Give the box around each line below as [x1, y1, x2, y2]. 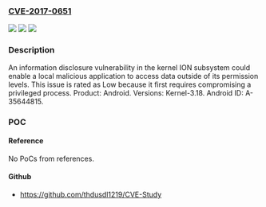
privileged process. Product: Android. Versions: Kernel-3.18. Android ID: [8, 88, 244, 97]
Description [8, 45, 55, 56]
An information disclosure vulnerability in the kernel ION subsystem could [8, 62, 250, 72]
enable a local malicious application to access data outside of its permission [8, 71, 259, 80]
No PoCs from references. [8, 154, 94, 163]
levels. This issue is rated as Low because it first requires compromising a [8, 80, 252, 89]
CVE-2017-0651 [8, 6, 72, 17]
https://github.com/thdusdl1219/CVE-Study [19, 189, 162, 199]
